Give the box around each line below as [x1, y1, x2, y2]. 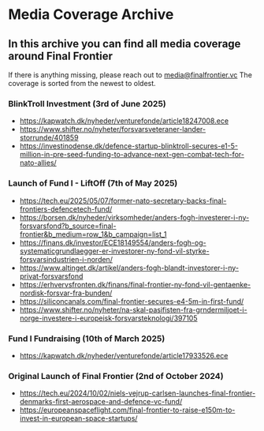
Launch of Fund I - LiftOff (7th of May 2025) [8, 178, 178, 189]
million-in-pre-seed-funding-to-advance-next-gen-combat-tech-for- [19, 150, 244, 159]
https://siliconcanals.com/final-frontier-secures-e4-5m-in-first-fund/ [19, 296, 244, 305]
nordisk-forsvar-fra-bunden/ [19, 288, 113, 298]
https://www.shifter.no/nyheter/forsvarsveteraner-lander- [19, 125, 206, 134]
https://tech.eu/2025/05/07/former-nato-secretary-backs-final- [19, 196, 227, 205]
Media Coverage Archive [8, 6, 174, 24]
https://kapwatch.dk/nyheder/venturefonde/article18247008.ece [19, 116, 229, 126]
